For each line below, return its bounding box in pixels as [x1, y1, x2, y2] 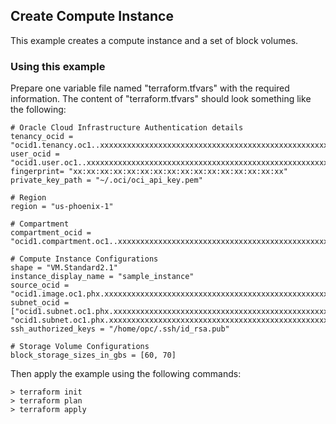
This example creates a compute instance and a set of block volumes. [10, 34, 299, 46]
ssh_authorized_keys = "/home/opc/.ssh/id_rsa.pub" [10, 324, 230, 334]
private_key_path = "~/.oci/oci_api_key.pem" [10, 175, 203, 186]
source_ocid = [10, 280, 70, 291]
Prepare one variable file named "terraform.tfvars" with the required [10, 82, 290, 94]
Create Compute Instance [10, 8, 174, 25]
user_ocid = [10, 149, 60, 159]
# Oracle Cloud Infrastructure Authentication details [10, 123, 244, 133]
